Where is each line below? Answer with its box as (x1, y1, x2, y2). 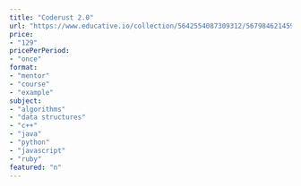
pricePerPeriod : (9, 46, 70, 55)
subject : (9, 96, 42, 106)
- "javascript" (9, 146, 66, 155)
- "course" (9, 80, 50, 89)
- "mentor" (9, 72, 50, 80)
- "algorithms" (9, 105, 66, 114)
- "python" (9, 138, 50, 147)
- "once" (9, 55, 42, 63)
